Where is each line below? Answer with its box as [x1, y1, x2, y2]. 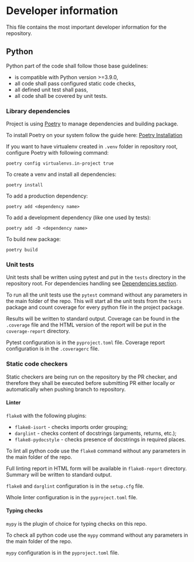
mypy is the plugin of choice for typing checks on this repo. [6, 520, 148, 527]
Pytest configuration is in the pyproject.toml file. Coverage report [6, 339, 165, 346]
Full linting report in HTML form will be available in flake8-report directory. [6, 465, 187, 472]
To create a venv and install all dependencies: [6, 171, 117, 178]
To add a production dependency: [6, 192, 88, 200]
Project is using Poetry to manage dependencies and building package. [6, 120, 179, 127]
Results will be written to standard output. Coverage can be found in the [6, 315, 180, 322]
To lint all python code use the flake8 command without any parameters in [6, 447, 186, 454]
